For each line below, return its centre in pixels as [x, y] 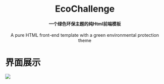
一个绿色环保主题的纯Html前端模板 [85, 24]
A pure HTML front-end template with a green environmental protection [85, 35]
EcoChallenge [85, 9]
